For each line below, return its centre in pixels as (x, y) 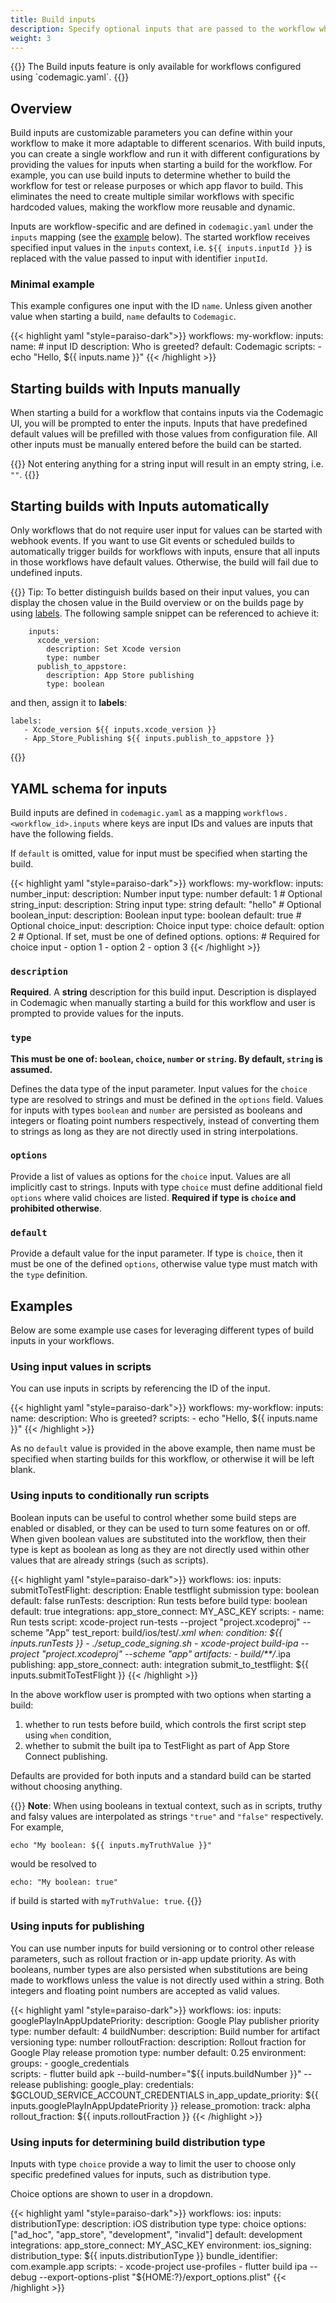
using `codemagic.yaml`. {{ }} (70, 77)
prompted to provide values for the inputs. (97, 1013)
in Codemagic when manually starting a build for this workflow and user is (163, 1003)
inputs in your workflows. (62, 1340)
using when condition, (68, 1735)
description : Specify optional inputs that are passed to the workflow (162, 29)
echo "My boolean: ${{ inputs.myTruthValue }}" (111, 1845)
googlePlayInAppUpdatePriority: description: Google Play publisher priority (165, 2020)
